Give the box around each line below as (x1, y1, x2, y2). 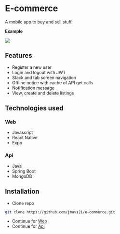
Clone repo (12, 200, 35, 206)
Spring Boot (12, 168, 36, 174)
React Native (12, 135, 38, 140)
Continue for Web (12, 218, 47, 224)
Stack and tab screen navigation (12, 75, 76, 80)
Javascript (12, 129, 33, 136)
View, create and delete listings (12, 90, 74, 96)
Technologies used (5, 104, 64, 112)
